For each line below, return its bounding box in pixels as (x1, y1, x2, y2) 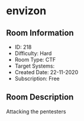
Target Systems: (14, 62, 55, 69)
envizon (6, 4, 47, 18)
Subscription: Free (14, 75, 60, 82)
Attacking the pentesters (6, 108, 66, 115)
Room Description (6, 92, 74, 102)
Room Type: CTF (14, 56, 56, 63)
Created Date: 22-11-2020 (14, 69, 79, 75)
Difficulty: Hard (14, 50, 52, 57)
